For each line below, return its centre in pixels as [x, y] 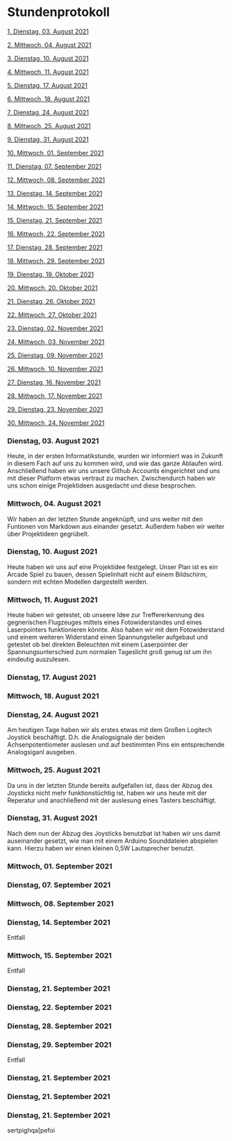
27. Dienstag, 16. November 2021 [54, 382]
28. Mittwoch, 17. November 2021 [55, 396]
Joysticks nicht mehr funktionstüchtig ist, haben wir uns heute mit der [107, 793]
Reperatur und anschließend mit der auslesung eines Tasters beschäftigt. [112, 800]
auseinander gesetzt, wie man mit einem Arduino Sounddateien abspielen [113, 841]
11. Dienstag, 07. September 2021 [55, 166]
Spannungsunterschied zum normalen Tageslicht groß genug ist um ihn [109, 652]
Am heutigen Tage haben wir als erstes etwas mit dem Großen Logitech [110, 730]
